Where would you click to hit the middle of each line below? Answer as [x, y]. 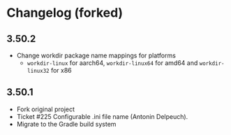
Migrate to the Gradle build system [66, 124]
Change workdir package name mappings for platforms [96, 55]
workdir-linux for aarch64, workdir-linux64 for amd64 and [112, 63]
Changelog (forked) [65, 13]
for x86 [61, 70]
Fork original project [45, 109]
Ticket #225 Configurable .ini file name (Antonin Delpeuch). [102, 116]
